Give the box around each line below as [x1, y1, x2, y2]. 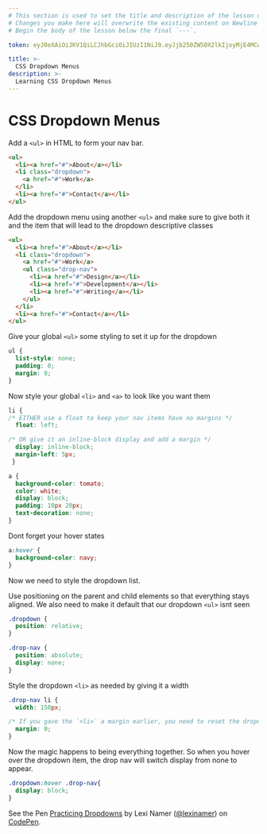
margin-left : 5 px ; [15, 450, 77, 458]
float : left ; [15, 421, 59, 430]
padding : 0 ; [15, 362, 56, 370]
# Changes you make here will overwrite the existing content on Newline [8, 19, 258, 27]
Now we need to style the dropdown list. [8, 575, 141, 585]
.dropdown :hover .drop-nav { [8, 779, 102, 788]
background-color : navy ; [15, 554, 98, 562]
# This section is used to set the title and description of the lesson [8, 11, 254, 20]
